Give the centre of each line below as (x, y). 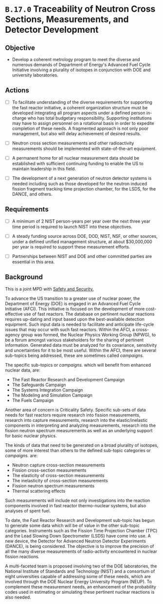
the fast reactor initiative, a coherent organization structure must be (80, 107)
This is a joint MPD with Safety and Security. (49, 289)
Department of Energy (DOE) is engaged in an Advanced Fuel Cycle (73, 303)
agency (13, 334)
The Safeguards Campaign (39, 385)
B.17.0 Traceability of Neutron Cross (80, 9)
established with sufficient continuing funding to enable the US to (78, 164)
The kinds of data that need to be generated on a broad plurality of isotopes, (82, 445)
